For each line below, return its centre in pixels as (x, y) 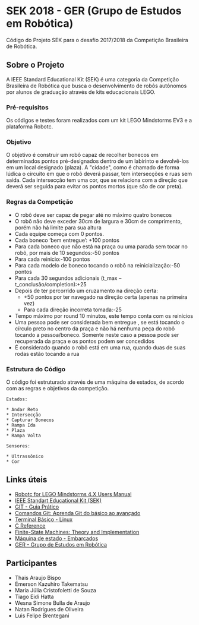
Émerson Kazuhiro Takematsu (51, 584)
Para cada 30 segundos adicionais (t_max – (68, 278)
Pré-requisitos (27, 107)
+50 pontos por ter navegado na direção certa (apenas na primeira (105, 297)
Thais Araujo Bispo (38, 577)
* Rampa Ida (21, 425)
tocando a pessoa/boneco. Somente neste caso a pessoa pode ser (97, 334)
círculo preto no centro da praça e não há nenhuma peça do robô (95, 329)
